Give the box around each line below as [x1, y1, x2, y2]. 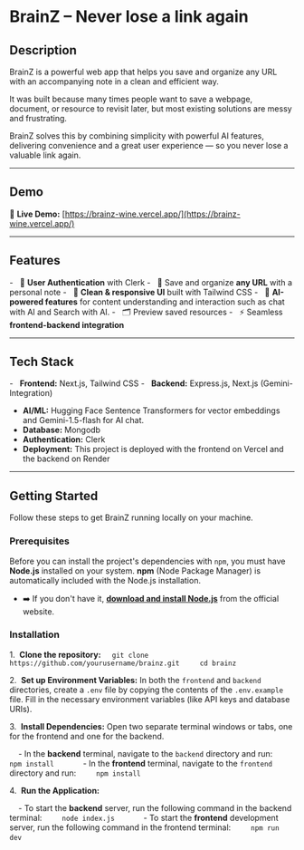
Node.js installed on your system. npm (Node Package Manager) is [9, 565, 261, 576]
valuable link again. [9, 150, 81, 160]
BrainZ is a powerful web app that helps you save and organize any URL [9, 66, 278, 77]
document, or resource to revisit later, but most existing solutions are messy [9, 103, 292, 114]
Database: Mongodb [22, 424, 101, 436]
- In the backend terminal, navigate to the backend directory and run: [17, 748, 273, 758]
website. [22, 605, 55, 617]
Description [9, 43, 77, 58]
